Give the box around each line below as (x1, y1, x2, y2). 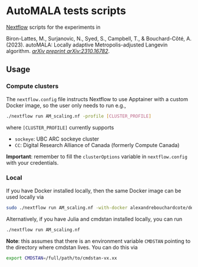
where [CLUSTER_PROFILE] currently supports (6, 124, 114, 131)
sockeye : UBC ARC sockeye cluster (14, 135, 100, 142)
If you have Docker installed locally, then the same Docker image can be (6, 187, 181, 194)
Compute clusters (6, 82, 59, 91)
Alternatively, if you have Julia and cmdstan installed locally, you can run (6, 215, 183, 222)
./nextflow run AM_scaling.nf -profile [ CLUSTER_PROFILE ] (6, 113, 151, 119)
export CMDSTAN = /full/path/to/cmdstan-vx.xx (6, 255, 117, 261)
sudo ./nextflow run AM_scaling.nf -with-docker (6, 205, 128, 211)
